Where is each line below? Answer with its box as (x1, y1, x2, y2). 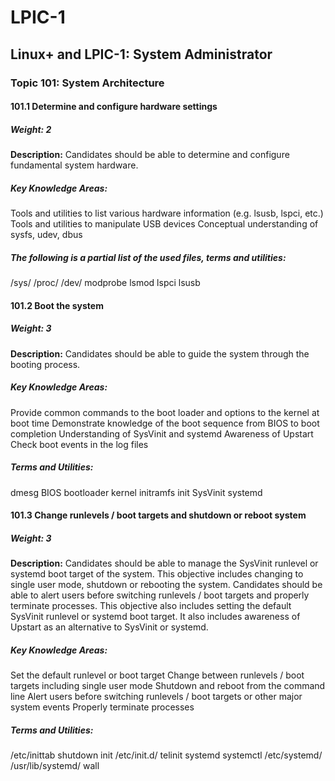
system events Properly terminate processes (10, 701, 195, 713)
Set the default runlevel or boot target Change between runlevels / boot (10, 669, 305, 681)
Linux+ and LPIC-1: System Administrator (10, 46, 273, 63)
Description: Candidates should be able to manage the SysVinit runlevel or (10, 557, 319, 570)
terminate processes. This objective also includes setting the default (10, 600, 292, 612)
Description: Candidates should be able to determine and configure (10, 149, 290, 161)
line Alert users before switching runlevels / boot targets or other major (10, 691, 303, 703)
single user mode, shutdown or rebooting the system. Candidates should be (10, 579, 323, 591)
